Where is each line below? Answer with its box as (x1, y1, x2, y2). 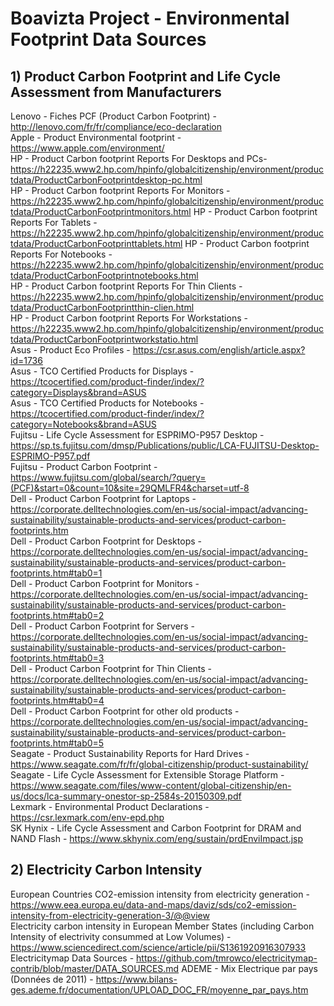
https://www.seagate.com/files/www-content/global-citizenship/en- (10, 780, 292, 791)
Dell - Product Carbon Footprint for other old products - (10, 705, 240, 717)
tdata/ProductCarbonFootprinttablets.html (10, 238, 183, 249)
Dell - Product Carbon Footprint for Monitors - (10, 578, 200, 589)
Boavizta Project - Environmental (10, 7, 290, 30)
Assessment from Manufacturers (10, 83, 222, 101)
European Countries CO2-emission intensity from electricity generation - (10, 888, 310, 900)
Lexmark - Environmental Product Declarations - (10, 801, 210, 812)
